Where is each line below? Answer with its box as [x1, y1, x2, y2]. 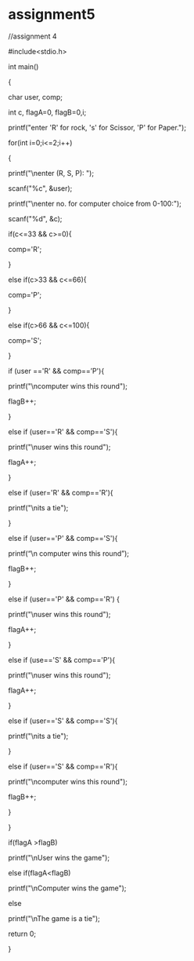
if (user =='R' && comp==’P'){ [8, 366, 105, 375]
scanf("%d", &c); [8, 214, 63, 223]
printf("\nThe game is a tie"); [8, 913, 100, 923]
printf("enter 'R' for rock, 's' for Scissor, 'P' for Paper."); [8, 122, 186, 132]
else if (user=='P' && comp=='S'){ [8, 533, 118, 543]
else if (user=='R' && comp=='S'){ [8, 426, 118, 437]
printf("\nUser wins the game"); [8, 853, 110, 862]
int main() [8, 61, 39, 71]
